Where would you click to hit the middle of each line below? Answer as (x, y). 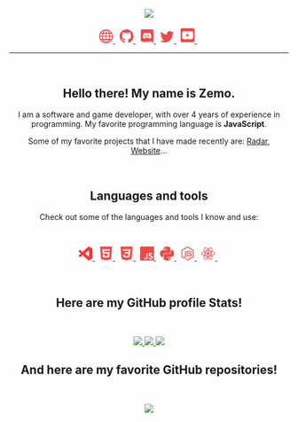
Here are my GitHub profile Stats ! (149, 303)
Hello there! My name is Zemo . (149, 93)
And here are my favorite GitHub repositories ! (149, 370)
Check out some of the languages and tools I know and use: (149, 217)
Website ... (149, 151)
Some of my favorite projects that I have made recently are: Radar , (149, 141)
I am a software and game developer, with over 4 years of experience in (149, 114)
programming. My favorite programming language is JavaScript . (149, 124)
